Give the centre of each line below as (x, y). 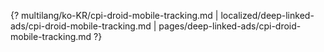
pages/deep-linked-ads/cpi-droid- (230, 26)
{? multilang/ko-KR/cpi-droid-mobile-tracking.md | (114, 15)
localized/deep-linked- (267, 15)
